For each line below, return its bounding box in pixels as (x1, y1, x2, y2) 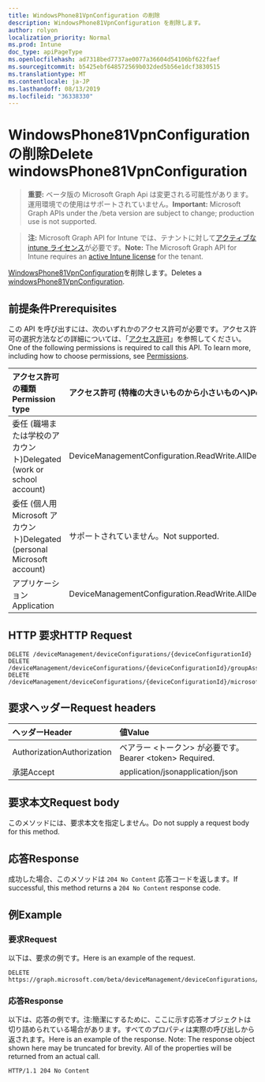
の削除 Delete (8, 145, 93, 163)
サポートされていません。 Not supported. (69, 531, 219, 541)
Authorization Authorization (12, 746, 112, 757)
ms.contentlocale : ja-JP (8, 77, 90, 85)
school (12, 474, 38, 485)
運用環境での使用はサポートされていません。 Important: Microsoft (27, 200, 241, 209)
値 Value (119, 726, 150, 737)
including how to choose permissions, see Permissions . (8, 352, 189, 360)
